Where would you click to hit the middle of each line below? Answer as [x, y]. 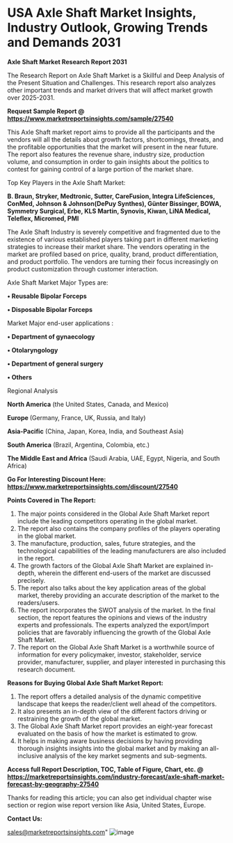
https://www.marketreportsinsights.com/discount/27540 [93, 486]
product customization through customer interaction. [83, 269]
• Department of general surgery [55, 364]
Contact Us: [25, 819]
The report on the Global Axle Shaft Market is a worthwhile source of [116, 647]
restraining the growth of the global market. [80, 718]
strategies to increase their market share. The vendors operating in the [109, 246]
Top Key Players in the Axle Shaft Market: [66, 182]
